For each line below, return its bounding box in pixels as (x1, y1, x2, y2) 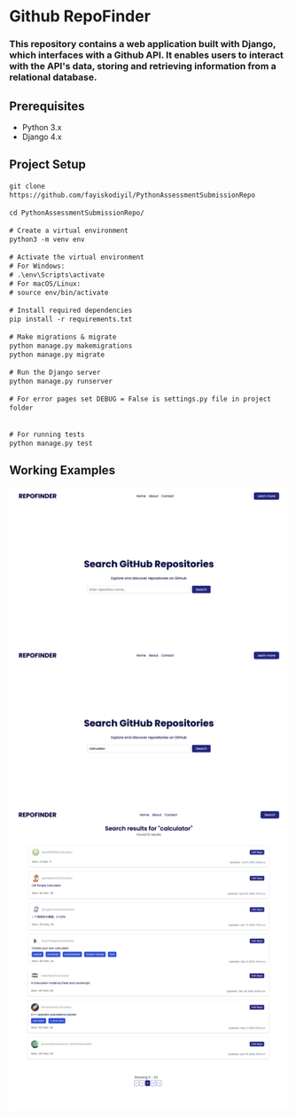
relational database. (9, 71, 97, 83)
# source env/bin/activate (9, 288, 109, 297)
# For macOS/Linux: (9, 279, 82, 288)
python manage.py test (9, 439, 93, 448)
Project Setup (9, 157, 87, 172)
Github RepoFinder (9, 6, 151, 27)
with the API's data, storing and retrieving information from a (9, 60, 277, 73)
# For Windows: (9, 262, 66, 270)
